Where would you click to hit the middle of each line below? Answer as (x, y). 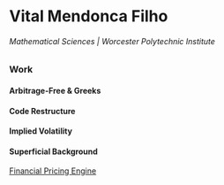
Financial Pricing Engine (53, 171)
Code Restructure (42, 111)
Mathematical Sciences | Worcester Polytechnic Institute (112, 41)
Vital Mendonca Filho (89, 16)
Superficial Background (54, 151)
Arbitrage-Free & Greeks (55, 90)
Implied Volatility (41, 131)
